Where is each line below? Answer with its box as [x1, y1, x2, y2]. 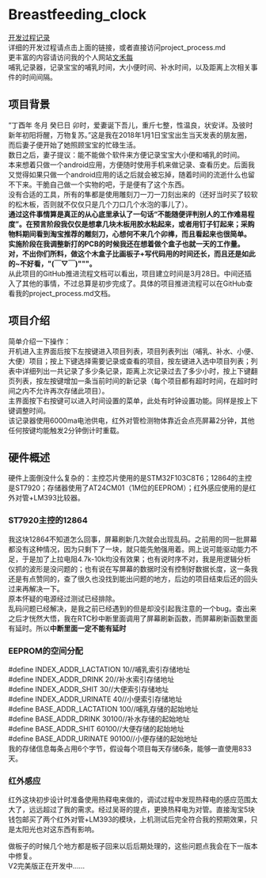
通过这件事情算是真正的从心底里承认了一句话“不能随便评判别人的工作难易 [8, 209, 248, 219]
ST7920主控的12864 [8, 515, 89, 526]
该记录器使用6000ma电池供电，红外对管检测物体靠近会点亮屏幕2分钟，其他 [8, 416, 255, 425]
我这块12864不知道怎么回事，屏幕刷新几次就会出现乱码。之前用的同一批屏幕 [8, 534, 257, 544]
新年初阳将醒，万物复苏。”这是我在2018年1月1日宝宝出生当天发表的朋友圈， [8, 130, 252, 139]
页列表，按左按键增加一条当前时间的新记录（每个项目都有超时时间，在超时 [8, 376, 251, 386]
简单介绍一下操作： [8, 336, 71, 346]
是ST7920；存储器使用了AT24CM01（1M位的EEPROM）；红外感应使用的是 [8, 483, 249, 492]
